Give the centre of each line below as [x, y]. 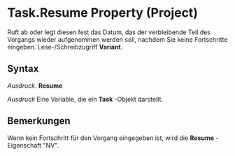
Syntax [23, 69]
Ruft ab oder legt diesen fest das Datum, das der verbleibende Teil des [109, 32]
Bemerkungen [39, 121]
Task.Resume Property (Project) [102, 13]
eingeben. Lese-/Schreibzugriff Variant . [65, 47]
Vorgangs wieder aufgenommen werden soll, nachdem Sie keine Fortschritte [117, 39]
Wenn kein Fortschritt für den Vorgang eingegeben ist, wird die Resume [111, 138]
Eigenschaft [24, 145]
